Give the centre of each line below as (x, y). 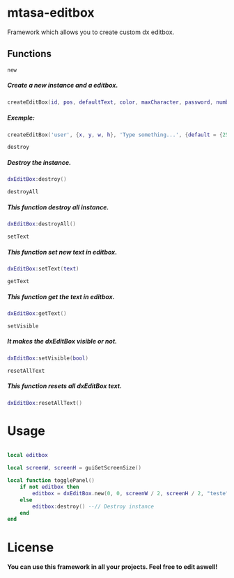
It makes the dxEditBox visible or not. (62, 342)
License (31, 547)
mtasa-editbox (51, 13)
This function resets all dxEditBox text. (65, 386)
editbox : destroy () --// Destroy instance (93, 506)
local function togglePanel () (51, 481)
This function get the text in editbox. (61, 296)
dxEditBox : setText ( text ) (43, 269)
